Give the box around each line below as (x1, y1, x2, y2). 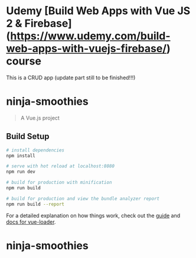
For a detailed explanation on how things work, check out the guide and (6, 212, 181, 219)
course (6, 54, 41, 68)
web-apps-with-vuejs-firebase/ (6, 42, 167, 56)
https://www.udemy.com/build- (10, 30, 171, 43)
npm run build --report (6, 201, 65, 207)
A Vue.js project (20, 114, 60, 121)
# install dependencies (6, 147, 65, 153)
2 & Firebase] (6, 17, 72, 30)
